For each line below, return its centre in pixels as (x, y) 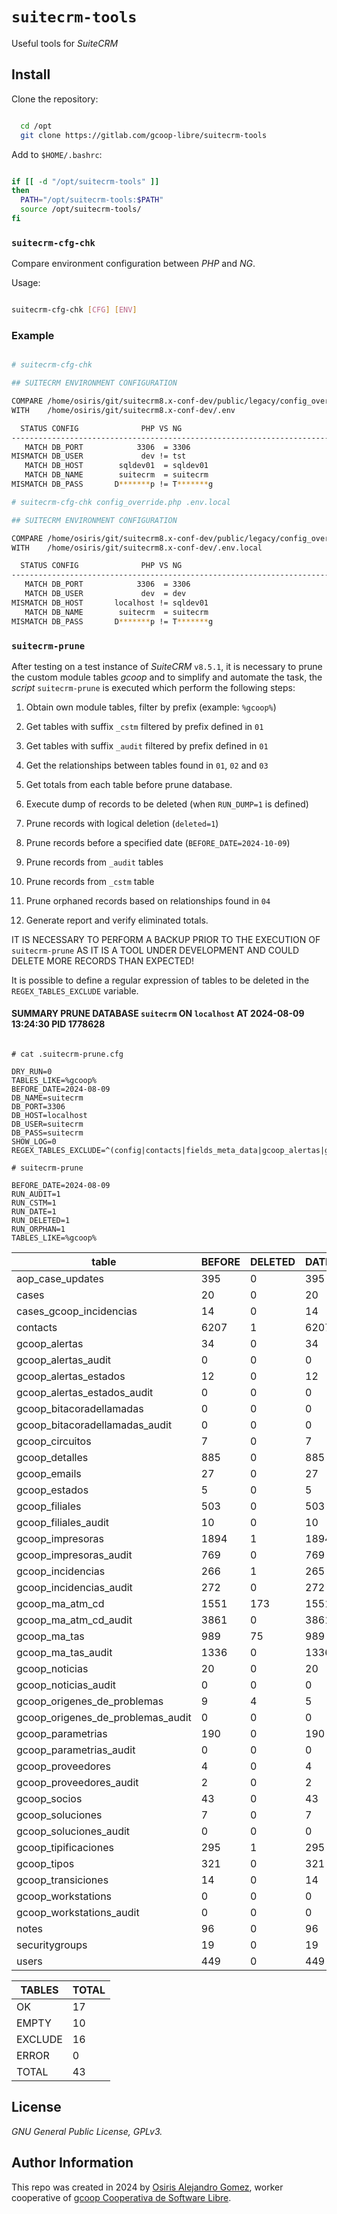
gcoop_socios (49, 1799)
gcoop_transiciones (62, 1880)
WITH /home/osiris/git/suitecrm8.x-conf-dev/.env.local (137, 548)
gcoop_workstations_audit (78, 1913)
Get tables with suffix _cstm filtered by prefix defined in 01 (144, 726)
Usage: (26, 283)
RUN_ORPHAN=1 (38, 1229)
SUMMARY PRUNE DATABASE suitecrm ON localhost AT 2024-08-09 (158, 1014)
